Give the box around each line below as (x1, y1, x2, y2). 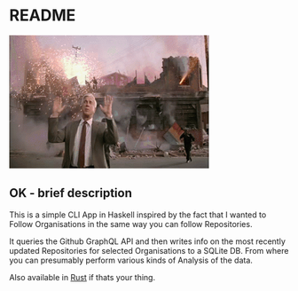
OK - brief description (9, 185, 133, 201)
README (9, 5, 76, 26)
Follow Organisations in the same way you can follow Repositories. (9, 218, 253, 229)
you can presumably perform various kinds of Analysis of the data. (9, 255, 253, 265)
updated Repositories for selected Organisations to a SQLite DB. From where (9, 245, 289, 256)
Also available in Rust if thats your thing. (9, 271, 156, 282)
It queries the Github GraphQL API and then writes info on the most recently (9, 236, 286, 247)
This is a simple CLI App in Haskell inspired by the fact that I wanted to (9, 209, 267, 220)
